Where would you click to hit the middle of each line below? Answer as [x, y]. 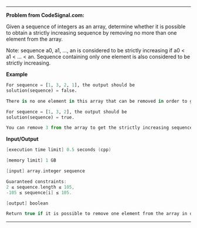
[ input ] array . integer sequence [45, 171]
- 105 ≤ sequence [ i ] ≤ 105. [39, 192]
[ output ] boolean [27, 203]
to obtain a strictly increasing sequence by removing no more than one [91, 33]
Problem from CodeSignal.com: [45, 15]
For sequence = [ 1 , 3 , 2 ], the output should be [67, 112]
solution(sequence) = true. [40, 117]
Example [17, 74]
